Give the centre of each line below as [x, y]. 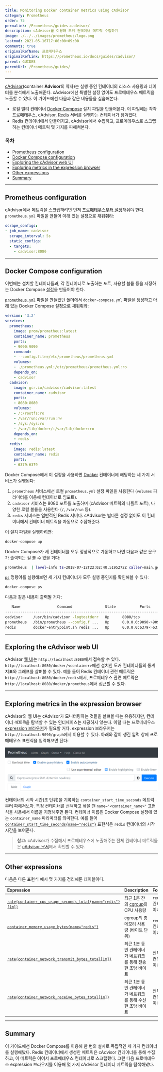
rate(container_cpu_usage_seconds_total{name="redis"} [64, 902]
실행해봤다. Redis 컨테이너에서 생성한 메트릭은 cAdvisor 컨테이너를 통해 [78, 1052]
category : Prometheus [27, 15]
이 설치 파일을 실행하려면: [29, 532]
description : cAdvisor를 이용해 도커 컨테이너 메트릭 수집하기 [62, 31]
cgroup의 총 [136, 918]
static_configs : [26, 241]
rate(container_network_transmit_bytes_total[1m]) [59, 959]
